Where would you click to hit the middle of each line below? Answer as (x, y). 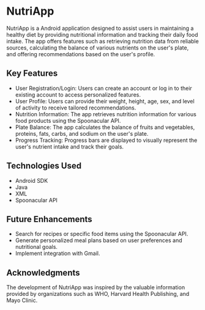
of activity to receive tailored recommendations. (76, 108)
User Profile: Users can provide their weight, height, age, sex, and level (105, 101)
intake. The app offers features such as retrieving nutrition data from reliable (102, 41)
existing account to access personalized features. (78, 94)
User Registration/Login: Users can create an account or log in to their (104, 88)
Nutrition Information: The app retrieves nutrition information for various (106, 114)
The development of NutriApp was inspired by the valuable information (96, 287)
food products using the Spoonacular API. (68, 120)
